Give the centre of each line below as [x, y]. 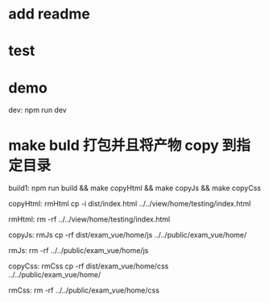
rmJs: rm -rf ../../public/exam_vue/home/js [79, 251]
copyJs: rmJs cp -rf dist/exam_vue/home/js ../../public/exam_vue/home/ [128, 235]
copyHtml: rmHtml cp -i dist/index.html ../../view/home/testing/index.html [130, 204]
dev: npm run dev [37, 110]
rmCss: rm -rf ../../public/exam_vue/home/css [84, 290]
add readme [49, 14]
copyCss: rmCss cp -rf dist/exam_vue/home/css [89, 266]
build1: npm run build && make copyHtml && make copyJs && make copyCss [135, 188]
